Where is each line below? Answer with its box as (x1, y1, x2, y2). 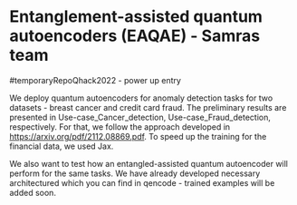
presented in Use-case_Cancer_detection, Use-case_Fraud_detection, (9, 112, 272, 122)
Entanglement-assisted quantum (9, 6, 263, 27)
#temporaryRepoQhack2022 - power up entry (9, 74, 181, 85)
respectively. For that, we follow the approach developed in (9, 121, 231, 132)
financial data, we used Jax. (9, 141, 114, 151)
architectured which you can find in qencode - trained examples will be (9, 177, 275, 188)
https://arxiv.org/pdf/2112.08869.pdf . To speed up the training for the (9, 131, 267, 142)
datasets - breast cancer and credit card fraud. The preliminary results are (9, 102, 287, 112)
